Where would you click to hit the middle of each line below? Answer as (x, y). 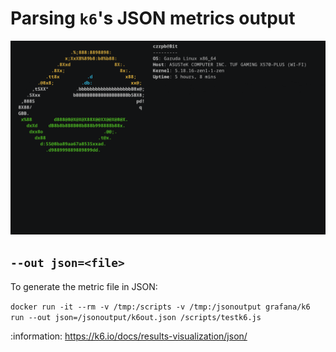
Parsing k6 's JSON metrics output (153, 18)
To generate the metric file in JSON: (84, 286)
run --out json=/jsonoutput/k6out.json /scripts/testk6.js (136, 317)
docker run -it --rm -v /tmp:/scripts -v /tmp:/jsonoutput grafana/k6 (160, 307)
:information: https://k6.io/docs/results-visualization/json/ (129, 336)
